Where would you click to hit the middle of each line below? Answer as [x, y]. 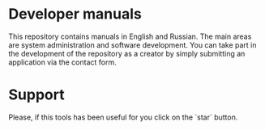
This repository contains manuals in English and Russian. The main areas [130, 36]
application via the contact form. [63, 62]
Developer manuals [75, 14]
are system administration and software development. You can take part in [132, 44]
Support [36, 95]
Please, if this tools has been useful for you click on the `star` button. [123, 117]
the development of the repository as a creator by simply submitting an [127, 53]
